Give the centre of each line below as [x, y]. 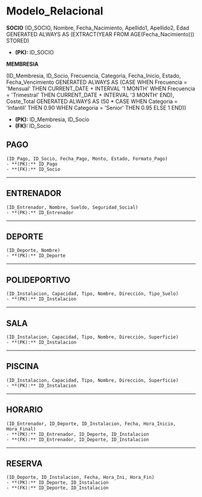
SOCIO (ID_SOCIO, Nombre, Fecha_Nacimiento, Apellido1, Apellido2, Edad [98, 28]
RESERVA [25, 464]
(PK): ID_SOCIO [34, 52]
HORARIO [25, 410]
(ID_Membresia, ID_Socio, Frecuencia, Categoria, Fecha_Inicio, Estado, [94, 75]
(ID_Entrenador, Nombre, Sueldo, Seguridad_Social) [72, 207]
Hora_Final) [21, 429]
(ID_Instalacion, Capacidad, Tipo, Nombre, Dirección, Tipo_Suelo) [93, 294]
